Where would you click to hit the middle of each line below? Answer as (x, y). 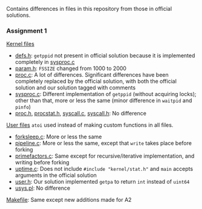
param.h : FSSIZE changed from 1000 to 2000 (71, 68)
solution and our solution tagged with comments (75, 88)
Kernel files (20, 44)
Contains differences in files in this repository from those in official (89, 9)
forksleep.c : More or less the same (58, 137)
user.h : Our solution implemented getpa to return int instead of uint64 (102, 182)
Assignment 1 (27, 31)
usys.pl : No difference (43, 188)
